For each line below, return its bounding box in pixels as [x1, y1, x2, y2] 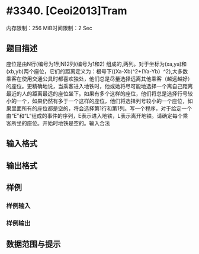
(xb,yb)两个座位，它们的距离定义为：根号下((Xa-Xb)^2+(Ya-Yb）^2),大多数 [6, 67, 188, 75]
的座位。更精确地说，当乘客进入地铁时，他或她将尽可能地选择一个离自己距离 [6, 82, 193, 89]
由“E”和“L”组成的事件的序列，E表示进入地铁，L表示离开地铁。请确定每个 [6, 112, 183, 119]
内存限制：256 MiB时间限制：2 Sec [6, 24, 93, 31]
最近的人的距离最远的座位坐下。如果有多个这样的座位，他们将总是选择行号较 [6, 90, 193, 97]
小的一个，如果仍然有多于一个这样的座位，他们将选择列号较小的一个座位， [6, 97, 188, 104]
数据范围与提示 [6, 239, 61, 249]
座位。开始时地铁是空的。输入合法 [26, 120, 110, 127]
